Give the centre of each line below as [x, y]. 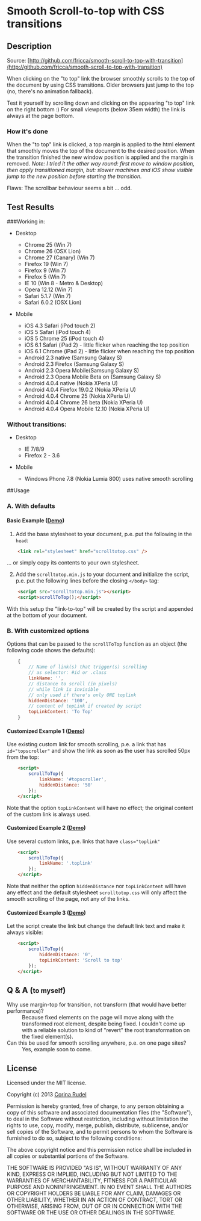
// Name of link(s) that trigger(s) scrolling [88, 667]
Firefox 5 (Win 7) [45, 277]
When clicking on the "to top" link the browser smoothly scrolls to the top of [101, 79]
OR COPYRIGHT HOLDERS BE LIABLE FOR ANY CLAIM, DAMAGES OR [94, 1193]
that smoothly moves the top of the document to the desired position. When [101, 151]
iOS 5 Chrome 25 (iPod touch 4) [64, 339]
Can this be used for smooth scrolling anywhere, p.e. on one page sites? [97, 1043]
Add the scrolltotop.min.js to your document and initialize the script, [103, 574]
